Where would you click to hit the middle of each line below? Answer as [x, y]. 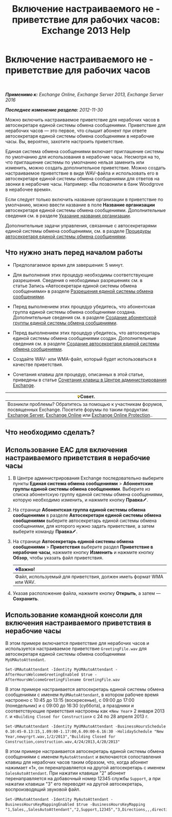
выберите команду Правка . [45, 532]
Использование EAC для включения [66, 450]
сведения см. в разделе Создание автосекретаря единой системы [86, 343]
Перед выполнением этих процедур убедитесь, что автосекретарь [86, 333]
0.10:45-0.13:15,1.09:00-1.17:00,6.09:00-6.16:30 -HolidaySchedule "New [84, 732]
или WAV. [25, 582]
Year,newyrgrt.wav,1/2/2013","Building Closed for [60, 737]
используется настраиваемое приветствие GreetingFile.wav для [76, 649]
